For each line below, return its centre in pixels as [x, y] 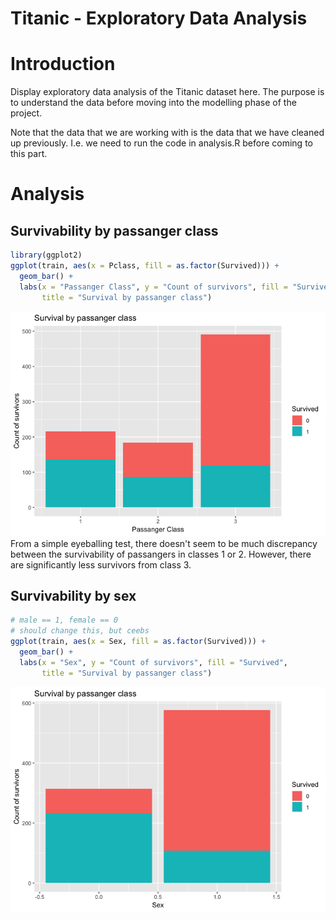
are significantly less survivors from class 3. [101, 564]
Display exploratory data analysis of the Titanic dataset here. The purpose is [167, 92]
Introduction [63, 64]
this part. [29, 154]
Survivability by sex [73, 595]
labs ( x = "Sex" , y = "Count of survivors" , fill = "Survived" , [153, 662]
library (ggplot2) [46, 255]
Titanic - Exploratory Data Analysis [159, 18]
